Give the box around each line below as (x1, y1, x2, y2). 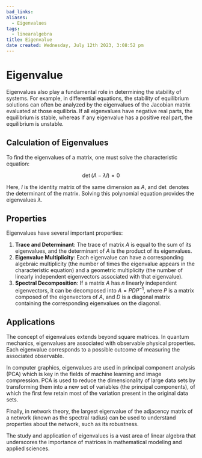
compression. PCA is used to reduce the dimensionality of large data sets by (6, 377, 195, 384)
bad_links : (6, 8, 34, 15)
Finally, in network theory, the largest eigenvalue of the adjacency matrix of (6, 407, 193, 415)
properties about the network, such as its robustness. (6, 420, 139, 427)
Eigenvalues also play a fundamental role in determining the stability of (6, 88, 182, 95)
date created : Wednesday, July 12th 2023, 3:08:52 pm (6, 43, 144, 49)
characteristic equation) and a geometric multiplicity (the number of (14, 267, 183, 274)
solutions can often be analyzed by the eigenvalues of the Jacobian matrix (6, 101, 191, 108)
